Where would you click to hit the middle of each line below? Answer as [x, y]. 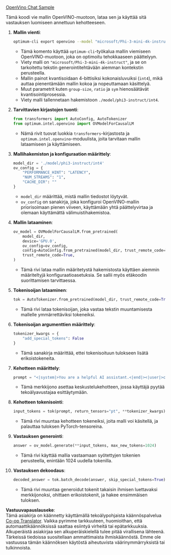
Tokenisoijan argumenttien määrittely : [54, 324]
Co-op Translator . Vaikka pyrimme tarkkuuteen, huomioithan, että [74, 521]
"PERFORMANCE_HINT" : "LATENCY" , [57, 173]
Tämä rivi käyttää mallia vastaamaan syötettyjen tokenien [80, 455]
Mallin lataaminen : [33, 222]
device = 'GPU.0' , [40, 241]
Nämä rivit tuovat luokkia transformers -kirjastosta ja [75, 133]
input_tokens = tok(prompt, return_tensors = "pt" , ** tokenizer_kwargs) [89, 412]
